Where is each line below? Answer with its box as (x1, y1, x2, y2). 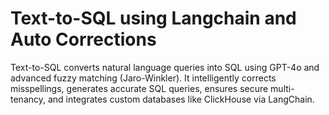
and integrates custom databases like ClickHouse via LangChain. (47, 93, 315, 105)
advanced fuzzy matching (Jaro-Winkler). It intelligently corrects (10, 72, 277, 84)
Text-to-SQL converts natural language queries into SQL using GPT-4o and (10, 61, 320, 73)
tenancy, (10, 93, 47, 105)
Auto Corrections (10, 28, 157, 51)
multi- (270, 82, 295, 94)
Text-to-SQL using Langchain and (10, 7, 297, 30)
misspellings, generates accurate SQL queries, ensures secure (10, 82, 269, 94)
